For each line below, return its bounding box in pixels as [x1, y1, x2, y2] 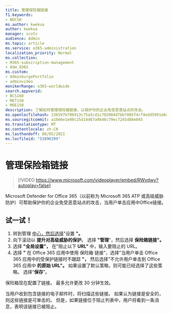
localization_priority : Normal [5, 50, 72, 55]
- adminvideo [5, 79, 33, 84]
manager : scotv [5, 31, 38, 36]
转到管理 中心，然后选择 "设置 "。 [12, 231, 83, 236]
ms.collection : [5, 55, 38, 60]
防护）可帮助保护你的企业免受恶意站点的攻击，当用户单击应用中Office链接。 [5, 199, 166, 205]
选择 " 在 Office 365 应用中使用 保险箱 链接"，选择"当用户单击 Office [12, 249, 158, 256]
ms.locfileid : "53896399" [5, 136, 60, 141]
